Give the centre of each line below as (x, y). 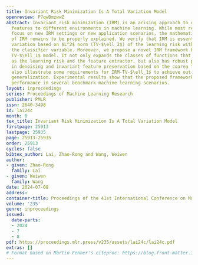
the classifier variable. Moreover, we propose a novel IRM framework (100, 50)
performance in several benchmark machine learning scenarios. (90, 83)
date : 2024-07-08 (27, 187)
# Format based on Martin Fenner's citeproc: (63, 253)
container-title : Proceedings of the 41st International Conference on (96, 198)
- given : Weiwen (26, 176)
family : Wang (27, 182)
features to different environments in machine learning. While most (98, 28)
